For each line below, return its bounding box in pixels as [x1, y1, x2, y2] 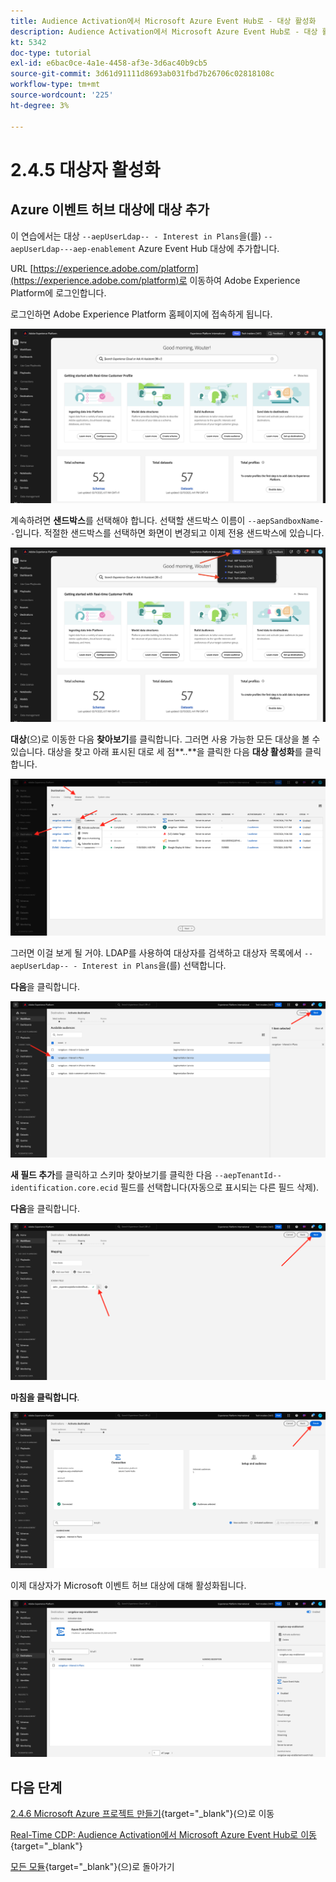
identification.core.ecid [10, 1183, 118, 1194]
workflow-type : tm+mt [10, 80, 101, 90]
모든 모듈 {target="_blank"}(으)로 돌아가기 [10, 1861, 175, 1873]
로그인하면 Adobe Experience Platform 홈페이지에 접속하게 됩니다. [10, 308, 273, 320]
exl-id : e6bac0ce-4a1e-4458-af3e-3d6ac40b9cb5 [10, 58, 208, 69]
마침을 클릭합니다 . [10, 1391, 80, 1403]
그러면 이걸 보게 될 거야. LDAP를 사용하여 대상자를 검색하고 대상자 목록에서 [10, 946, 302, 959]
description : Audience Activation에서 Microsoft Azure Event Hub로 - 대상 [10, 26, 318, 37]
